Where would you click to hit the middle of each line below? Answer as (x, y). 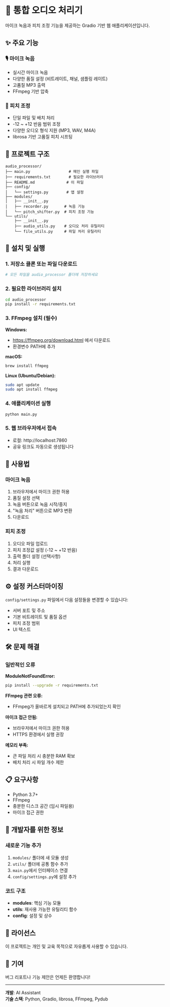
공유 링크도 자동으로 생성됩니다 (43, 446)
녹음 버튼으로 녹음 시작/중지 (40, 505)
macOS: (14, 356)
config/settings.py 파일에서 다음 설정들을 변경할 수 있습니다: (67, 599)
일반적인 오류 (20, 665)
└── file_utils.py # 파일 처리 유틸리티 (58, 231)
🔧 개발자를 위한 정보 (34, 830)
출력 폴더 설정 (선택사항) (36, 556)
